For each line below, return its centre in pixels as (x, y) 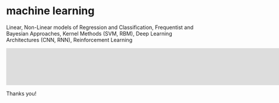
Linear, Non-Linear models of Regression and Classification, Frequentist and (100, 27)
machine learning (50, 11)
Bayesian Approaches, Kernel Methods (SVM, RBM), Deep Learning (89, 33)
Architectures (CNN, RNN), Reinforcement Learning (69, 40)
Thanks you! (21, 94)
